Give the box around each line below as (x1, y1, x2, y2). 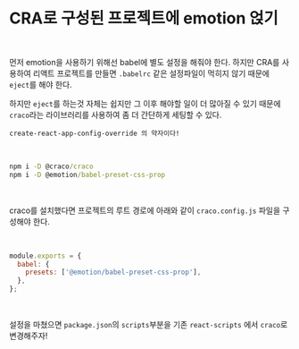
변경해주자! (9, 330, 48, 341)
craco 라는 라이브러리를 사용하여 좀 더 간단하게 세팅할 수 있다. (9, 109, 222, 120)
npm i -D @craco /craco (9, 162, 94, 171)
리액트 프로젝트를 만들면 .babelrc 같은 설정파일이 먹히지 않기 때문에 (32, 68, 270, 79)
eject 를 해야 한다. (9, 79, 73, 89)
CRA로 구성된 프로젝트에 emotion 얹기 (9, 8, 278, 29)
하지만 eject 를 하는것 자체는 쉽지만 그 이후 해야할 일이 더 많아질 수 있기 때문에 (9, 98, 281, 108)
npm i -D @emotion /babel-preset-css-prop (9, 170, 166, 179)
